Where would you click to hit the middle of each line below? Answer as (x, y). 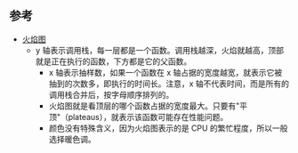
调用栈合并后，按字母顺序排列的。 (111, 94)
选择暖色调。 (72, 139)
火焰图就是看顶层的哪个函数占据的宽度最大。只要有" (144, 106)
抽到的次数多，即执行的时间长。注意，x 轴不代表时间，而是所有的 (169, 84)
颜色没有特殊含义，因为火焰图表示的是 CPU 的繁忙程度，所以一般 (168, 128)
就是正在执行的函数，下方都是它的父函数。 (113, 61)
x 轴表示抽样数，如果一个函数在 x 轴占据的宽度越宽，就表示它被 (165, 72)
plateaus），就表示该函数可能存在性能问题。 (148, 117)
